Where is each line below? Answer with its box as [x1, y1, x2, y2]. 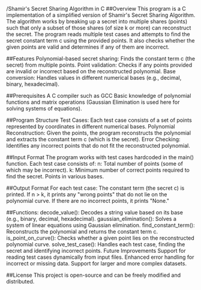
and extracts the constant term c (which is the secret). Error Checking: [6, 136, 181, 143]
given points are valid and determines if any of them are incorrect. [6, 43, 170, 50]
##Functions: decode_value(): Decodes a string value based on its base [6, 209, 183, 216]
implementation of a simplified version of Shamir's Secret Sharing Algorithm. [6, 11, 196, 19]
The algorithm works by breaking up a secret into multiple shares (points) [6, 18, 188, 25]
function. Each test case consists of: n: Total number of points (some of [6, 160, 183, 167]
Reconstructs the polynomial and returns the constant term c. [6, 228, 158, 235]
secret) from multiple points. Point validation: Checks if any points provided [6, 61, 193, 68]
